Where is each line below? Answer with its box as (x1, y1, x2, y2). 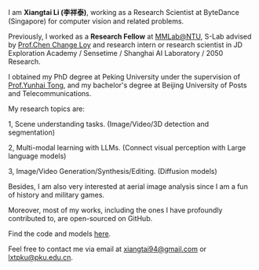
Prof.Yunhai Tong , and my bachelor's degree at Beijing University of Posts (8, 80, 247, 90)
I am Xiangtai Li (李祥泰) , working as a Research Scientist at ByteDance (8, 8, 239, 17)
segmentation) (8, 128, 56, 137)
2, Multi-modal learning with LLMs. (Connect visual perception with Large (8, 143, 246, 152)
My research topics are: (8, 104, 85, 113)
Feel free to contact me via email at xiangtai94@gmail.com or (8, 244, 206, 253)
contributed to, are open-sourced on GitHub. (8, 214, 153, 223)
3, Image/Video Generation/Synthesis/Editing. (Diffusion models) (8, 167, 217, 176)
